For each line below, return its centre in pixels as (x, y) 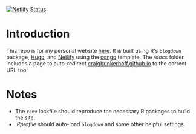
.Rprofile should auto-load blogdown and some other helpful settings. (100, 124)
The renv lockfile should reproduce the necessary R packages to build (103, 111)
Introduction (38, 34)
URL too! (17, 70)
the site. (25, 118)
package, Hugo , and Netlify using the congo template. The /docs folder (95, 57)
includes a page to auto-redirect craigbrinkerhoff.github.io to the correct (96, 63)
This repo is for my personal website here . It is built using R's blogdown (94, 50)
